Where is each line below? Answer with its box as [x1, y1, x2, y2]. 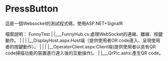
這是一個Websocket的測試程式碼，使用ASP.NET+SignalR [5, 20, 123, 26]
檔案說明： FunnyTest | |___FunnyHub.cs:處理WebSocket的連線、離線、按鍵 [5, 31, 163, 37]
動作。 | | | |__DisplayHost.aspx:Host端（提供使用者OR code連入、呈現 [5, 37, 152, 43]
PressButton [5, 3, 59, 15]
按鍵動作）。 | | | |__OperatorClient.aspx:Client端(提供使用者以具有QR [14, 43, 156, 49]
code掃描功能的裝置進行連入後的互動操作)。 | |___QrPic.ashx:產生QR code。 [5, 50, 164, 56]
